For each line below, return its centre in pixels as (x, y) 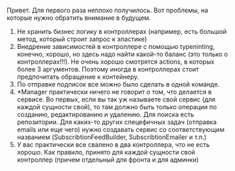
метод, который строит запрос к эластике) (82, 39)
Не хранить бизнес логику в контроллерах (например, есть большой (122, 32)
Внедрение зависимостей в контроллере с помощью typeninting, (116, 46)
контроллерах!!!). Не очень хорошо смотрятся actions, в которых (116, 62)
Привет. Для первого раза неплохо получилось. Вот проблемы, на (108, 10)
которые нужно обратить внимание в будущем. (79, 18)
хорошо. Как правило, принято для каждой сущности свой (106, 152)
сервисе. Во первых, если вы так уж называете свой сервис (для (116, 99)
